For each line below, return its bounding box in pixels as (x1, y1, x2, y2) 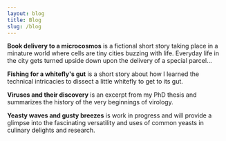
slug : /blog (7, 23, 41, 30)
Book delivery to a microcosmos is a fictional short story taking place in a (7, 42, 218, 50)
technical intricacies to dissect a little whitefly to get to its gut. (7, 77, 183, 86)
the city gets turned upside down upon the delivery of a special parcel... (7, 57, 212, 65)
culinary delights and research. (7, 126, 95, 135)
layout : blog (7, 10, 45, 17)
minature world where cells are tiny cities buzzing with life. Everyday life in (7, 49, 220, 57)
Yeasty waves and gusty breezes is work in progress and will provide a (7, 111, 212, 120)
